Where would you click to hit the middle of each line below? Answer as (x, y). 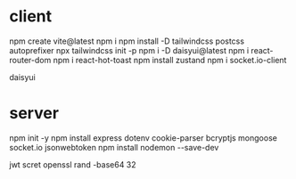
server (34, 114)
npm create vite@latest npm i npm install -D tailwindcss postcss (127, 41)
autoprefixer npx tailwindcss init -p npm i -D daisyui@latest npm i (129, 50)
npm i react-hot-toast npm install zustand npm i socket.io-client (170, 60)
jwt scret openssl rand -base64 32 (73, 164)
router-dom (30, 60)
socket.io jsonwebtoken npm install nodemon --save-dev (114, 147)
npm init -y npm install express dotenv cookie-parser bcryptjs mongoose (144, 138)
